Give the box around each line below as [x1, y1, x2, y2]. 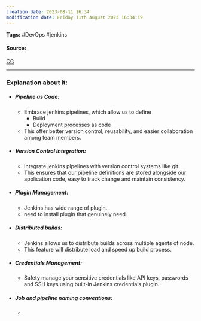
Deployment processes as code [32, 121, 111, 128]
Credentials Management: [14, 259, 83, 267]
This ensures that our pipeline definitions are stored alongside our [23, 169, 187, 176]
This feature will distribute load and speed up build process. [23, 246, 172, 253]
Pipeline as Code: [14, 93, 60, 101]
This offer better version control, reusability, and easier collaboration [23, 127, 193, 135]
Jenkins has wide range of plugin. [23, 204, 108, 211]
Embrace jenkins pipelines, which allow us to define [23, 108, 151, 116]
